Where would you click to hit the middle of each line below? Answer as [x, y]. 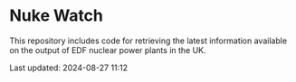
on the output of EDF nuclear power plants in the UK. [108, 50]
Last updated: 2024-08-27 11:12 [69, 68]
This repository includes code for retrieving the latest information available [148, 41]
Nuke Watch [57, 16]
